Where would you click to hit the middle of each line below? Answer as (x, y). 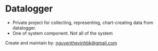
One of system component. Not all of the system (62, 33)
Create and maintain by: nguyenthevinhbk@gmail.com (61, 42)
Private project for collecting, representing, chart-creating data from (83, 22)
